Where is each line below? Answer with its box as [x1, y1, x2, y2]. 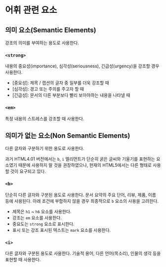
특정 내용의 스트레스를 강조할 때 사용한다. [5, 115, 84, 121]
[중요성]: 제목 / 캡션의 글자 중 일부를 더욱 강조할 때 [12, 80, 110, 86]
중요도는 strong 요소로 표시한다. [12, 221, 75, 227]
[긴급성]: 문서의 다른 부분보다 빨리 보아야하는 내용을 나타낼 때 [12, 92, 130, 98]
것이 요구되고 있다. [10, 168, 46, 174]
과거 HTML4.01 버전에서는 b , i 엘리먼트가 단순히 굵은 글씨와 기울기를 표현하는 [5, 156, 156, 162]
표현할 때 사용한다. [5, 257, 41, 263]
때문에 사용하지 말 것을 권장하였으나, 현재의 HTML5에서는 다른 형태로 [18, 162, 152, 168]
